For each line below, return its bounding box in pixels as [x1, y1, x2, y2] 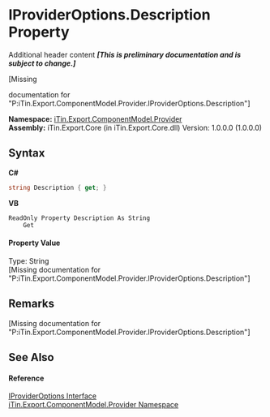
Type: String [8, 256, 49, 265]
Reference [8, 373, 45, 383]
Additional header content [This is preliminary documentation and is [8, 49, 242, 59]
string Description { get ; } [8, 183, 107, 191]
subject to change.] [8, 58, 76, 68]
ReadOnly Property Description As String [8, 213, 151, 222]
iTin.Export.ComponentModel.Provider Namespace [8, 400, 179, 410]
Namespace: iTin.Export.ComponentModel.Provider [8, 114, 182, 123]
